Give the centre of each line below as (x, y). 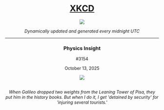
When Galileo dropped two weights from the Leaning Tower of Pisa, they (82, 92)
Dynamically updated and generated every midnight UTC (82, 31)
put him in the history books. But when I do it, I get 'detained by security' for (82, 97)
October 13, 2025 (82, 68)
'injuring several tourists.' (82, 102)
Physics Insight (82, 48)
